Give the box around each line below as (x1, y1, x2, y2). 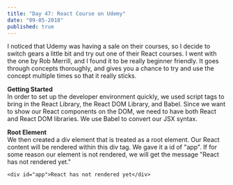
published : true (7, 23, 54, 30)
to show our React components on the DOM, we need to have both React (7, 107, 217, 115)
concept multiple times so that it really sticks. (7, 72, 137, 80)
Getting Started (7, 85, 54, 94)
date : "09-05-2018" (7, 17, 64, 24)
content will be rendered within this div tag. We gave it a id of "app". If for (7, 143, 218, 152)
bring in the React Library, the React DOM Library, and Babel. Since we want (7, 100, 226, 108)
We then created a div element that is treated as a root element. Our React (7, 136, 220, 144)
